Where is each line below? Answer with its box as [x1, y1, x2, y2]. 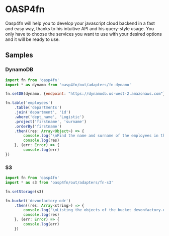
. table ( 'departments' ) [14, 105, 62, 110]
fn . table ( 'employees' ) [5, 100, 53, 105]
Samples [5, 51, 34, 60]
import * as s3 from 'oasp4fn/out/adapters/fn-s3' [5, 180, 114, 185]
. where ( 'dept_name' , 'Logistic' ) [14, 114, 84, 120]
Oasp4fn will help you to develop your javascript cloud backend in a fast [5, 20, 155, 26]
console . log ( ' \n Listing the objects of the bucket [23, 208, 132, 213]
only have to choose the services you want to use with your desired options [5, 31, 162, 37]
